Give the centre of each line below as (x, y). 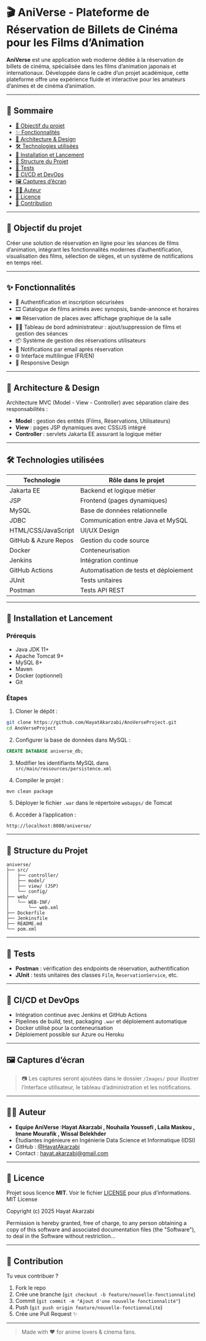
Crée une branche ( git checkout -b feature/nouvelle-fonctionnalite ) (105, 1294)
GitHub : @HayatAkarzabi (48, 1147)
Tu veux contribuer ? (32, 1276)
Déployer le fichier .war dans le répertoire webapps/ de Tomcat (94, 803)
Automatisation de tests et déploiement (136, 570)
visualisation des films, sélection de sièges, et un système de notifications (100, 256)
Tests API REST (102, 590)
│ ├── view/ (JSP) (33, 886)
